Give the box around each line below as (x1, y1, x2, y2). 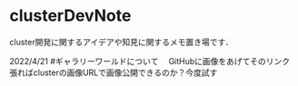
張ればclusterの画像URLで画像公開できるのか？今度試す (9, 67, 218, 78)
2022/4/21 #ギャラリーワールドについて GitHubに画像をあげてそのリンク (9, 55, 291, 66)
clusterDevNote (9, 5, 132, 26)
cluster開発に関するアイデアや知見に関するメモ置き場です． (9, 36, 233, 47)
